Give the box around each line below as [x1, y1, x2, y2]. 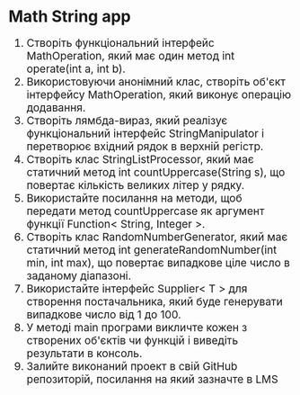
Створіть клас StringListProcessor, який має [26, 153, 255, 167]
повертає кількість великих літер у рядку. [26, 178, 245, 193]
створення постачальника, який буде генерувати [26, 295, 284, 310]
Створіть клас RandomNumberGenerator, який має [26, 230, 288, 245]
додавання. [26, 101, 86, 115]
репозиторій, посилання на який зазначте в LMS [26, 373, 279, 387]
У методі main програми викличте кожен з [26, 321, 248, 335]
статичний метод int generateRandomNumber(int [26, 243, 278, 257]
